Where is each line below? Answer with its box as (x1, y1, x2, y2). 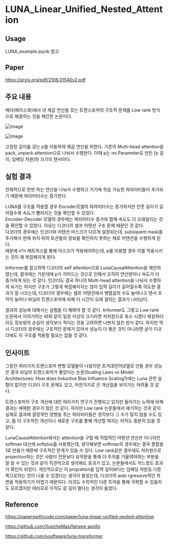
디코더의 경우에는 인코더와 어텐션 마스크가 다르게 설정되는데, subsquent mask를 (5, 229, 163, 235)
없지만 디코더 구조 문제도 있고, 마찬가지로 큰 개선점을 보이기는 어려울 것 (14, 382, 154, 388)
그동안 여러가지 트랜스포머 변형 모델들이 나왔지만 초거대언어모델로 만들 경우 (5, 363, 153, 369)
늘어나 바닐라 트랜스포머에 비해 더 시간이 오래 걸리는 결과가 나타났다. (14, 296, 149, 302)
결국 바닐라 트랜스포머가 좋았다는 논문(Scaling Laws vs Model (10, 369, 134, 375)
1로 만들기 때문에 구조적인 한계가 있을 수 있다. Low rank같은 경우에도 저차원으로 (5, 448, 162, 454)
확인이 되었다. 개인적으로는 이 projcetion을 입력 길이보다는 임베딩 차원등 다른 (10, 466, 161, 472)
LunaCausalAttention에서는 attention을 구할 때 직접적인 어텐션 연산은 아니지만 (5, 435, 160, 441)
